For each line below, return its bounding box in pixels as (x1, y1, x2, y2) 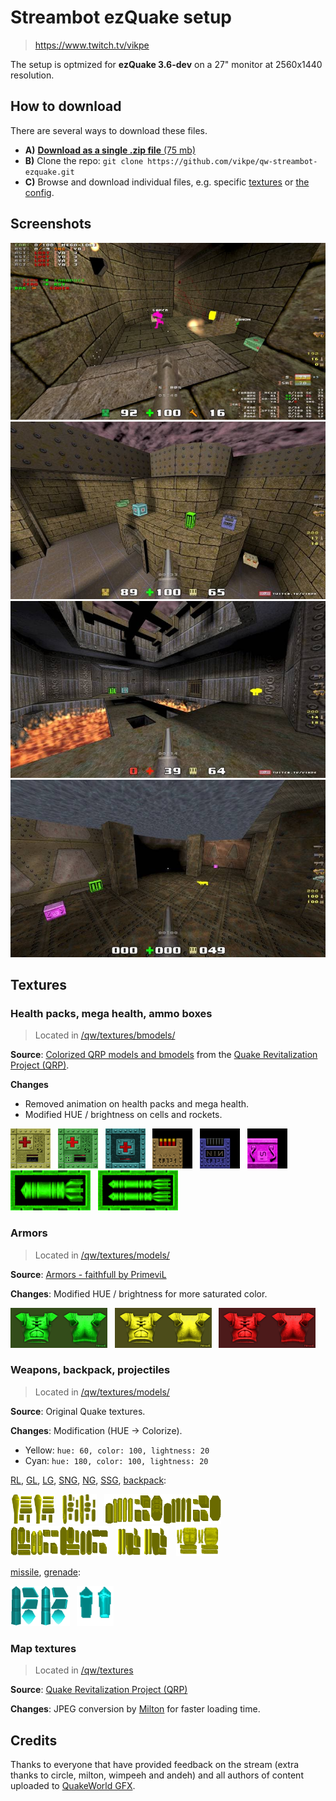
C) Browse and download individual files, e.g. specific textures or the (24, 176, 310, 188)
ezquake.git (24, 167, 75, 177)
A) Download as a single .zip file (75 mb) (24, 144, 197, 156)
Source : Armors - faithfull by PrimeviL (10, 1268, 167, 1280)
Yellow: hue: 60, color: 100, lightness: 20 (24, 1444, 210, 1456)
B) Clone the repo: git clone (24, 154, 144, 166)
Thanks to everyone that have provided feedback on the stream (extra (10, 1758, 300, 1770)
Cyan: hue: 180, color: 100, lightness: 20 (24, 1454, 209, 1466)
